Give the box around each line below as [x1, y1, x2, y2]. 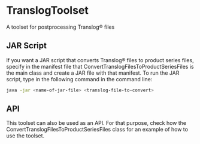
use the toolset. [6, 132, 45, 139]
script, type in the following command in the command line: [6, 75, 153, 82]
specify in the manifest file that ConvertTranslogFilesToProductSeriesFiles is [6, 63, 194, 70]
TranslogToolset [6, 4, 89, 17]
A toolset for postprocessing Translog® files [6, 23, 115, 30]
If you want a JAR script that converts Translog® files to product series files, [6, 56, 194, 63]
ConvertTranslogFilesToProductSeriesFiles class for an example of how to [6, 126, 189, 133]
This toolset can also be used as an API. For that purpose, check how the [6, 120, 187, 127]
